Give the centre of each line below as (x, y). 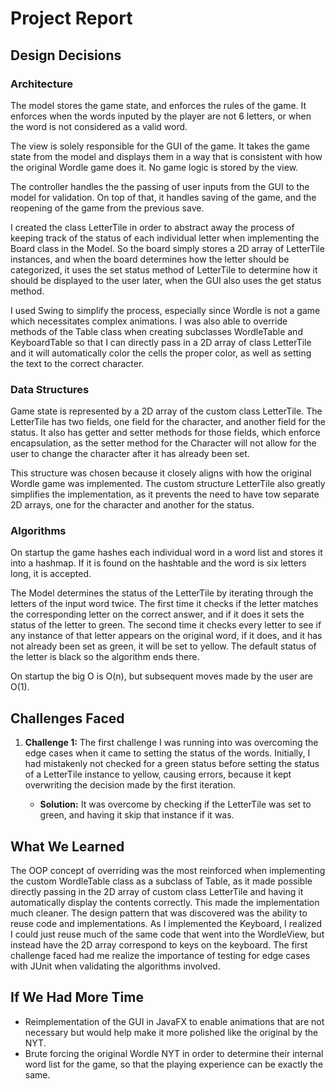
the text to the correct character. (77, 363)
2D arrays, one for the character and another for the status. (132, 505)
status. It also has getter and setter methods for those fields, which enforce (165, 433)
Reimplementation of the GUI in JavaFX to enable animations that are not (174, 1021)
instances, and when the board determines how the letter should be (150, 259)
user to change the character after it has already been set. (130, 454)
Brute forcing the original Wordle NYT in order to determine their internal (174, 1053)
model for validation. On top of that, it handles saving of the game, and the (163, 197)
